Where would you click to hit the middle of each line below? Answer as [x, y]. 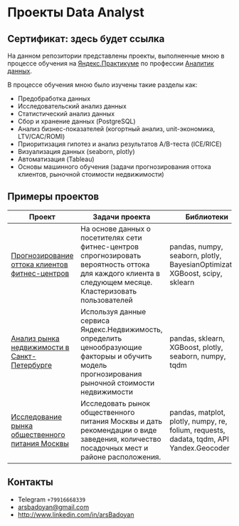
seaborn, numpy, [198, 356]
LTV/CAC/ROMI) [41, 136]
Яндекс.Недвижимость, [122, 329]
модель [94, 365]
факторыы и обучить [116, 356]
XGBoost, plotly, [196, 347]
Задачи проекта [122, 217]
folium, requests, [197, 430]
